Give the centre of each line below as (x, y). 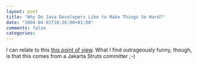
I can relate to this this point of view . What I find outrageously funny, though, (99, 50)
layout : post (22, 11)
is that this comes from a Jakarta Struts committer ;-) (71, 56)
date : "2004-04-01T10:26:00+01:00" (50, 22)
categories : (21, 33)
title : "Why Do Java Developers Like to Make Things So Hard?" (86, 17)
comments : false (26, 28)
